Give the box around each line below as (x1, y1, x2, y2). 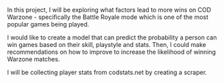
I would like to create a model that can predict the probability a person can (7, 33, 217, 41)
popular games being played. (7, 20, 90, 28)
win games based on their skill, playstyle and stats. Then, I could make (7, 41, 207, 48)
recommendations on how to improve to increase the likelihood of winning (7, 48, 216, 56)
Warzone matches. (7, 55, 60, 63)
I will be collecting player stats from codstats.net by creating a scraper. (7, 68, 208, 76)
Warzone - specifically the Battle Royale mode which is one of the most (7, 13, 209, 21)
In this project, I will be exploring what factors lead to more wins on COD (7, 6, 212, 14)
